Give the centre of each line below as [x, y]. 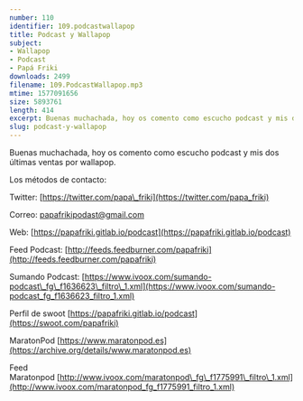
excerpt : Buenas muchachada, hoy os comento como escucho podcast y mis [149, 118]
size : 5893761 [36, 102]
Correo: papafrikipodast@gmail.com [77, 214]
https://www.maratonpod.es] [114, 340]
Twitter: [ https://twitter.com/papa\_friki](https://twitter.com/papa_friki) [139, 197]
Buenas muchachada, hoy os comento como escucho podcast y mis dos [144, 153]
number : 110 [32, 18]
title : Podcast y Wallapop [60, 34]
